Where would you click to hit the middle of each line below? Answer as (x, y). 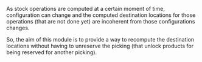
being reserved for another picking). (52, 52)
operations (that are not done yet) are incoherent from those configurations (101, 21)
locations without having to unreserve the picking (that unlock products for (100, 46)
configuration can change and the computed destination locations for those (101, 15)
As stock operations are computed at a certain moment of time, (86, 9)
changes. (18, 28)
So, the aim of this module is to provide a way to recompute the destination (100, 39)
